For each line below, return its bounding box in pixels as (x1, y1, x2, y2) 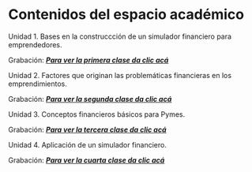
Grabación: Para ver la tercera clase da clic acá (8, 125, 167, 134)
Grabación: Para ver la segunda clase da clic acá (8, 94, 172, 103)
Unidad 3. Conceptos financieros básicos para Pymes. (8, 109, 186, 119)
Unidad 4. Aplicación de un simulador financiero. (8, 140, 167, 149)
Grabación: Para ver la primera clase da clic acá (8, 55, 169, 65)
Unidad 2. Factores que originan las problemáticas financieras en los (8, 70, 231, 80)
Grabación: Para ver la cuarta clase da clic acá (8, 155, 165, 165)
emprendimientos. (8, 79, 67, 88)
